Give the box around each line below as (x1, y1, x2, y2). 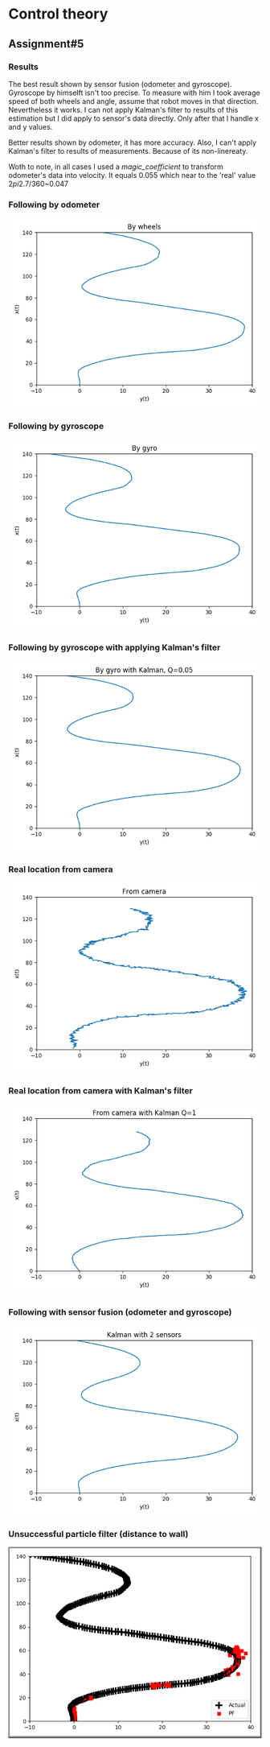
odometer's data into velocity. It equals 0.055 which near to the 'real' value (8, 170, 256, 180)
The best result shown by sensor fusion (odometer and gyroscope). (8, 79, 232, 89)
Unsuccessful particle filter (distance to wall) (8, 1528, 189, 1539)
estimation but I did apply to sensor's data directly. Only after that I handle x (8, 114, 260, 123)
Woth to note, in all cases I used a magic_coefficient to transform (8, 162, 223, 171)
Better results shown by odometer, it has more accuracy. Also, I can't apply (8, 138, 257, 147)
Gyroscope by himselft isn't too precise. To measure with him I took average (8, 88, 260, 97)
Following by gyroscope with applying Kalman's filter (8, 642, 221, 653)
